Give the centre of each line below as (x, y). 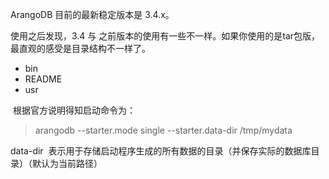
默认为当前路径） (67, 163)
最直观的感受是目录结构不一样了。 (80, 48)
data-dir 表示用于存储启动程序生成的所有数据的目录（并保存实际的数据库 (161, 151)
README (43, 79)
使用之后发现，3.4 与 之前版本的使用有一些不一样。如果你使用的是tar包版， (165, 36)
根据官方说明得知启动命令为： (74, 110)
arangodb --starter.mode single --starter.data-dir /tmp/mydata (163, 130)
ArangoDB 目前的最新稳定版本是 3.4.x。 (92, 14)
